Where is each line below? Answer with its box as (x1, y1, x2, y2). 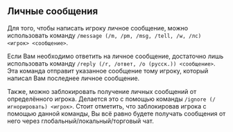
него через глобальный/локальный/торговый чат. (7, 117, 154, 125)
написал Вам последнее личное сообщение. (7, 74, 140, 82)
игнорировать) (7, 103, 49, 110)
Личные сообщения (7, 6, 98, 17)
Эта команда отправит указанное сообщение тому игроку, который (7, 66, 209, 75)
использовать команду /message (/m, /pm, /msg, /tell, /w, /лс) (7, 31, 202, 39)
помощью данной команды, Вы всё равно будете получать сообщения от (7, 109, 226, 117)
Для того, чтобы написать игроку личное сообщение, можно (7, 23, 189, 32)
